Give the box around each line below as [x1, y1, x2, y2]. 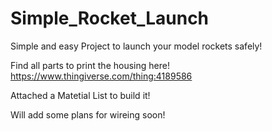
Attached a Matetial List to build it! [10, 89, 151, 101]
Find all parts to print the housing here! [10, 59, 170, 71]
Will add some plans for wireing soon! [10, 108, 166, 121]
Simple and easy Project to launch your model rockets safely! [10, 40, 263, 52]
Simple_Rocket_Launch [10, 7, 210, 30]
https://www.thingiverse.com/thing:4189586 [10, 70, 193, 82]
